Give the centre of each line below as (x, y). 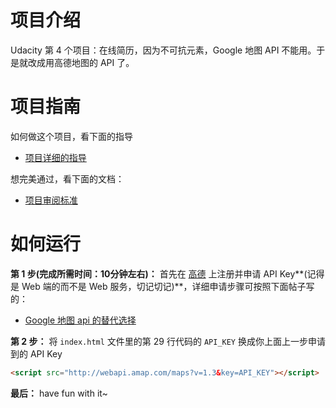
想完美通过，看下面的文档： (67, 178)
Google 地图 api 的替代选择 (80, 320)
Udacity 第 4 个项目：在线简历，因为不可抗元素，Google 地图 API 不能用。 (163, 50)
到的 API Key (36, 353)
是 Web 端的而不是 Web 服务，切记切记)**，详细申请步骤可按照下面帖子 (158, 286)
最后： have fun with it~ (59, 393)
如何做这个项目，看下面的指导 (71, 136)
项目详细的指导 (55, 157)
